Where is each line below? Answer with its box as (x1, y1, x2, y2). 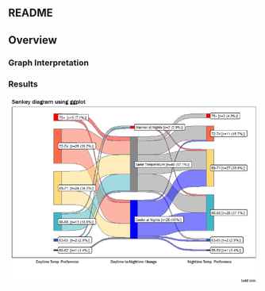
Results (8, 78, 38, 90)
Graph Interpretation (8, 57, 90, 68)
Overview (8, 33, 58, 47)
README (8, 6, 53, 20)
